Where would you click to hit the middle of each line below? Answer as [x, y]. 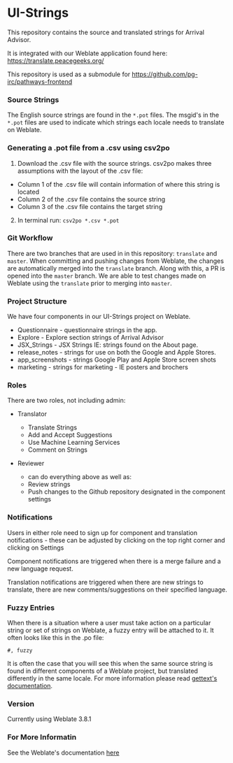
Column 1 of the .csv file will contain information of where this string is [119, 184]
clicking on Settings [36, 548]
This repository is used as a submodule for [69, 74]
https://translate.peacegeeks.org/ [56, 60]
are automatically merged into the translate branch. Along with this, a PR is [116, 268]
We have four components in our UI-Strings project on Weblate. [99, 317]
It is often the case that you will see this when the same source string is [110, 664]
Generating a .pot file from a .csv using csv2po [89, 148]
